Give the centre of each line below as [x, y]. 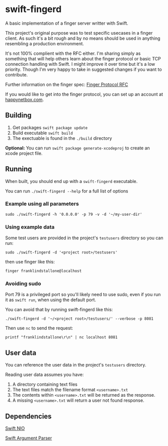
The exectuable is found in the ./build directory [62, 138]
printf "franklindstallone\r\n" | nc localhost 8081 [61, 337]
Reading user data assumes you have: [45, 375]
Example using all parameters [42, 204]
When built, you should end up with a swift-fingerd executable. [71, 181]
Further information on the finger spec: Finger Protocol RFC [67, 84]
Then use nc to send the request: [39, 328]
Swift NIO [15, 428]
